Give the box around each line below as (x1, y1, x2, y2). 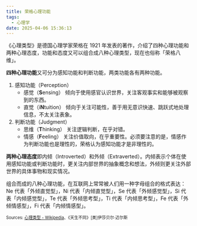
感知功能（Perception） (14, 82, 72, 89)
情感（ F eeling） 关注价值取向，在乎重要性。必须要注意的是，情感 (23, 133, 182, 140)
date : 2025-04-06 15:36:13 (6, 25, 72, 31)
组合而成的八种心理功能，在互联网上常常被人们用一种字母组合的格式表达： (6, 180, 186, 187)
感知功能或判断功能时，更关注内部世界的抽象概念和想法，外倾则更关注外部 (11, 160, 191, 168)
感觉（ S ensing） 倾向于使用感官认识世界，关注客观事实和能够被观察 (23, 89, 189, 96)
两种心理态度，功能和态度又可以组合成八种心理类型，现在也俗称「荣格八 (6, 49, 181, 56)
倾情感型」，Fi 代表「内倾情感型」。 (6, 202, 89, 210)
